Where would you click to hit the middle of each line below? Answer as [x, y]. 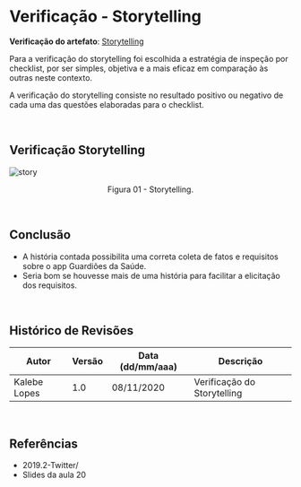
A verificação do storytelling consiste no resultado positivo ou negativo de [146, 95]
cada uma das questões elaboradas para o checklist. [107, 104]
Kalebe [29, 382]
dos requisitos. [50, 285]
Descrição [241, 361]
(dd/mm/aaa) [148, 367]
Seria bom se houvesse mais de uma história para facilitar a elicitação [151, 275]
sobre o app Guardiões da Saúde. [84, 265]
